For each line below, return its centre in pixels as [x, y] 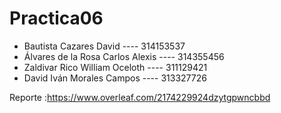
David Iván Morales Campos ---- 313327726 [115, 78]
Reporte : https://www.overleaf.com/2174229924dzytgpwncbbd [140, 97]
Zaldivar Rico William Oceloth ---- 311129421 [115, 67]
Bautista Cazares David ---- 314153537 [104, 46]
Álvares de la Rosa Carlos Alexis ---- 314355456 [124, 56]
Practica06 [56, 18]
